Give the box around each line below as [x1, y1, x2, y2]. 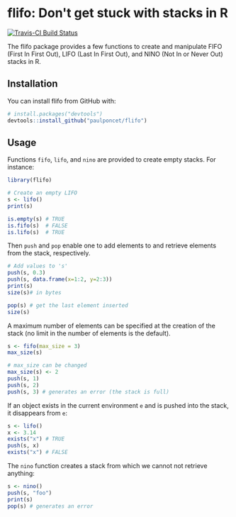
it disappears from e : [7, 408, 68, 417]
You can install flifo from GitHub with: [7, 96, 116, 105]
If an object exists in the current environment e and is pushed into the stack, [7, 401, 229, 409]
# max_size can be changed [7, 362, 87, 369]
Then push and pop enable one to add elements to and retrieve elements [7, 241, 217, 250]
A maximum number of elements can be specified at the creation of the [7, 321, 216, 330]
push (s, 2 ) [7, 382, 40, 389]
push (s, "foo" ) [7, 489, 52, 496]
